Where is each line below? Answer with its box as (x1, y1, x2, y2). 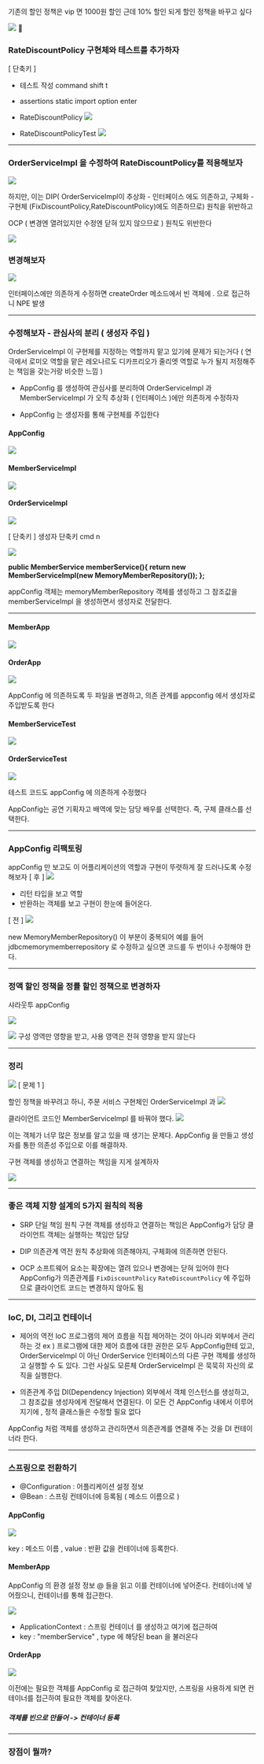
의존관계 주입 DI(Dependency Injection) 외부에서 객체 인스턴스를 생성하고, (19, 1388, 250, 1397)
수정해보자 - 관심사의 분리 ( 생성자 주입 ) (8, 327, 150, 338)
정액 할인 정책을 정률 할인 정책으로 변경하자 (8, 981, 161, 992)
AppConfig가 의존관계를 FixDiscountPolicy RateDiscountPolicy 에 (19, 1273, 230, 1282)
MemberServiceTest (8, 719, 76, 728)
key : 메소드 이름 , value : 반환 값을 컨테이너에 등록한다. (8, 1544, 178, 1553)
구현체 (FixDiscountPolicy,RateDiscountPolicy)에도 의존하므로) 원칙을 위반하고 (8, 202, 254, 211)
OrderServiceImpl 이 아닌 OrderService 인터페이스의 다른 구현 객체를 (19, 1351, 236, 1360)
